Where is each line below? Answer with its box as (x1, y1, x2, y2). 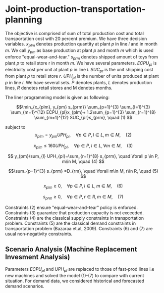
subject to (5, 124, 26, 130)
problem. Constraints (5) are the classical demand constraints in (5, 220, 136, 226)
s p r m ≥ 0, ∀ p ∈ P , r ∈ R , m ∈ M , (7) (43, 194, 124, 201)
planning (5, 14, 43, 25)
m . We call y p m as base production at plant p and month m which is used (5, 47, 154, 54)
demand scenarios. (5, 283, 45, 289)
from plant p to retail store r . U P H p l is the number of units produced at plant (5, 73, 159, 80)
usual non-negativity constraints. (5, 231, 73, 237)
